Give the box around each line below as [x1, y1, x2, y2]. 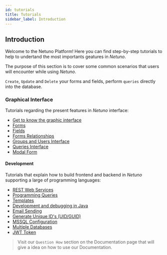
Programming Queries [12, 192, 58, 198]
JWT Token [12, 229, 36, 235]
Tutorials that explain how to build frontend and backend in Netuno [5, 171, 142, 177]
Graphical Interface [5, 96, 53, 103]
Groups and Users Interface [12, 138, 70, 144]
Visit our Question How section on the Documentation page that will [17, 238, 155, 245]
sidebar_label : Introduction [5, 16, 66, 21]
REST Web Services [12, 186, 54, 192]
